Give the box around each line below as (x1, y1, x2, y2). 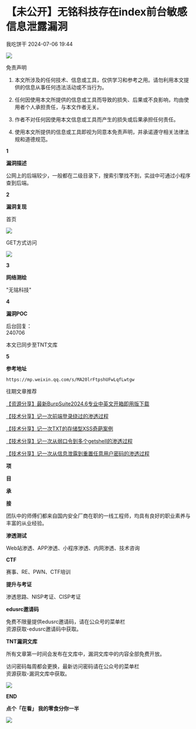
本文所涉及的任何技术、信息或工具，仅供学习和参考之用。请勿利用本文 (14, 76, 184, 83)
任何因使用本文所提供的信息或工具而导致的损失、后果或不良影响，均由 (14, 96, 184, 103)
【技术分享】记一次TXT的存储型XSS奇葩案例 (6, 425, 114, 432)
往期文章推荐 (6, 387, 37, 394)
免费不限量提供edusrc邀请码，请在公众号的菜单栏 (6, 618, 126, 625)
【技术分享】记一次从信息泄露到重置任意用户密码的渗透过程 (6, 449, 150, 457)
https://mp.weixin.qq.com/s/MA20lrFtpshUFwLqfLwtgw (6, 376, 135, 383)
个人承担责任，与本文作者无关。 (25, 103, 102, 110)
